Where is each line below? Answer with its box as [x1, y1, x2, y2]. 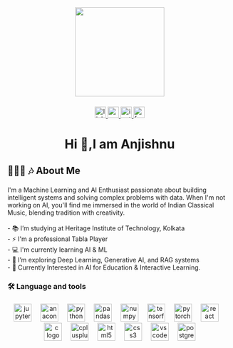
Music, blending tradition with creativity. [7, 208, 125, 217]
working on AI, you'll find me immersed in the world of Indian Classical [7, 201, 214, 210]
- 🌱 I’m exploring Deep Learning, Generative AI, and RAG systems [7, 256, 200, 265]
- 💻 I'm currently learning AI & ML [7, 245, 108, 254]
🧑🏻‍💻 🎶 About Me [7, 164, 81, 177]
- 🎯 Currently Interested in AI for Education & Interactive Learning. [7, 263, 201, 272]
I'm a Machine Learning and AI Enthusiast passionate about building [7, 185, 207, 195]
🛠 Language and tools [7, 282, 87, 292]
